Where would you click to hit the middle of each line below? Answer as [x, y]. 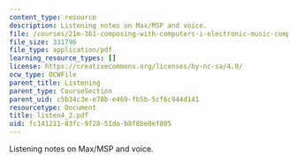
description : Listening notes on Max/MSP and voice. [108, 26]
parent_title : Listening [55, 83]
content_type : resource [53, 17]
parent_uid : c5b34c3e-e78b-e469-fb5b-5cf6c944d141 [104, 99]
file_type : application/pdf [61, 50]
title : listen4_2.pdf [49, 115]
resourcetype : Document [53, 107]
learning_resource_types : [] [63, 58]
